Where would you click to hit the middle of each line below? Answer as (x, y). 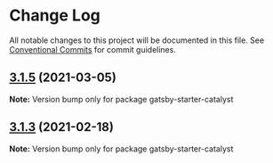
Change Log (55, 16)
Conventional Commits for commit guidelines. (92, 49)
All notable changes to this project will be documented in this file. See (137, 40)
